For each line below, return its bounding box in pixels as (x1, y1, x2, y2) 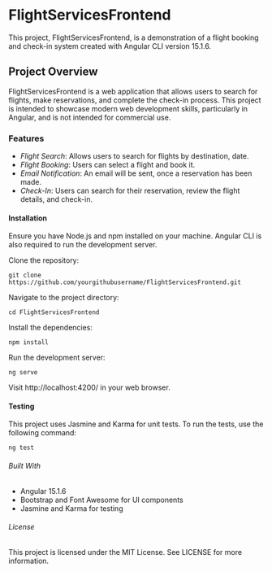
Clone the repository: (8, 255, 80, 265)
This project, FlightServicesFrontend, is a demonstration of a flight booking (8, 33, 259, 42)
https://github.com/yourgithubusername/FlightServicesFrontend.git (8, 278, 242, 286)
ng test (8, 443, 35, 452)
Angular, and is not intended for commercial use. (8, 112, 171, 122)
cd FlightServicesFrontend (8, 308, 100, 317)
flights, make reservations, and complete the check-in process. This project (8, 95, 261, 105)
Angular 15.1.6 (19, 486, 67, 496)
